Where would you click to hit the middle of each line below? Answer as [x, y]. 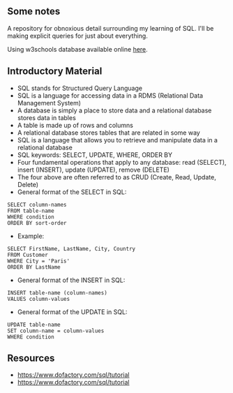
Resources [31, 358]
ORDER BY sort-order [37, 223]
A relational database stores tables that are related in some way [108, 133]
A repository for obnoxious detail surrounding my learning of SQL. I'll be [111, 28]
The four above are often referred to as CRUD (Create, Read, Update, [116, 177]
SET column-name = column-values [56, 331]
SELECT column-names [37, 205]
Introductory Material [55, 72]
